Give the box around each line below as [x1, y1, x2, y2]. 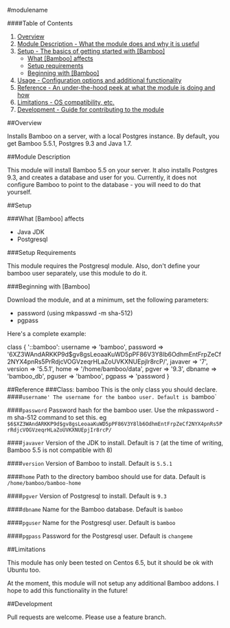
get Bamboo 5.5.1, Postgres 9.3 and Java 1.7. [7, 139, 133, 147]
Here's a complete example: [7, 330, 87, 337]
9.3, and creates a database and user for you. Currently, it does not [7, 173, 197, 181]
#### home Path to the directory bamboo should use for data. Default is [7, 473, 206, 480]
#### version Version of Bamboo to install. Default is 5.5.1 [7, 460, 173, 467]
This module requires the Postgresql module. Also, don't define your [7, 262, 200, 270]
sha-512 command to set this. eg [14, 414, 107, 421]
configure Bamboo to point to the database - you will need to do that [7, 181, 201, 188]
